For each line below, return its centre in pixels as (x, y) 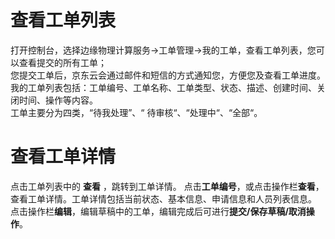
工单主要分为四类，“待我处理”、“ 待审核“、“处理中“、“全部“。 (136, 112)
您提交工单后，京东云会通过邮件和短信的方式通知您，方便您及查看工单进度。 (168, 75)
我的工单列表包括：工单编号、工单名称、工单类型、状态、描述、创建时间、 (163, 87)
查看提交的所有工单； (62, 62)
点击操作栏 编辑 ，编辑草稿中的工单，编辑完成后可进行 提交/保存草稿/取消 (158, 211)
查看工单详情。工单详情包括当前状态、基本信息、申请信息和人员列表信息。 (163, 198)
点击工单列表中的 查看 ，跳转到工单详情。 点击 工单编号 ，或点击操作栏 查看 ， (167, 186)
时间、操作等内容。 (58, 100)
